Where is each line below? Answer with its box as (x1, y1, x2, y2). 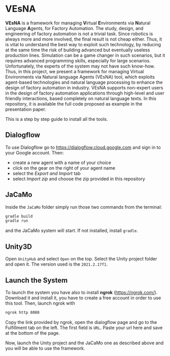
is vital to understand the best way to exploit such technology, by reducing (5, 41, 161, 47)
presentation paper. (5, 106, 47, 112)
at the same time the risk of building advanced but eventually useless (5, 47, 150, 53)
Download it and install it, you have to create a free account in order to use (5, 295, 161, 301)
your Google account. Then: (5, 149, 64, 155)
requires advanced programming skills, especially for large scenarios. (5, 57, 151, 63)
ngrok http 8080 (5, 310, 40, 315)
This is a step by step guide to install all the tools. (5, 116, 108, 122)
